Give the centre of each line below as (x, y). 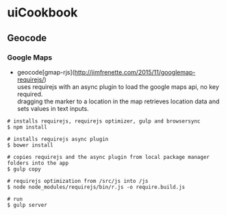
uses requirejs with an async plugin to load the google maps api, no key (118, 86)
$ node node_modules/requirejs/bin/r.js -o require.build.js (96, 187)
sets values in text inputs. (53, 108)
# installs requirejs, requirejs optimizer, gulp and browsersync (104, 121)
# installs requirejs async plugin (58, 139)
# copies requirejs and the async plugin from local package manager (109, 157)
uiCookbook (42, 13)
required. (30, 94)
